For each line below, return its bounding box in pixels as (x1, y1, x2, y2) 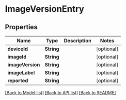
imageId (7, 54, 27, 60)
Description (63, 38, 92, 44)
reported (7, 77, 28, 84)
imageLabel (7, 69, 35, 76)
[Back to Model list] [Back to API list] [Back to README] (5, 90, 116, 96)
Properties (5, 23, 38, 31)
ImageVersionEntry (5, 3, 84, 15)
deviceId (7, 45, 28, 52)
